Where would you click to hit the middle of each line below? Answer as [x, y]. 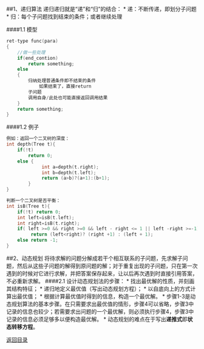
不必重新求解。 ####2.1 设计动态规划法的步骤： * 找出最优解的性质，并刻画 [100, 281]
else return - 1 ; [38, 240]
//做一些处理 [31, 52]
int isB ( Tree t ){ [28, 206]
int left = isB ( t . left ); [46, 217]
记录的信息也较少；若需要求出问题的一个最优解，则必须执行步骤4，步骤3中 [100, 311]
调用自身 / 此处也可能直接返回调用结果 [68, 97]
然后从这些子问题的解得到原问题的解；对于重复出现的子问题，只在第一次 [107, 266]
